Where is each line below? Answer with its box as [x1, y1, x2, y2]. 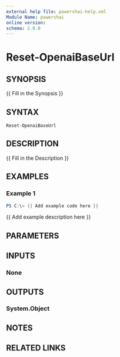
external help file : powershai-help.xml [6, 8, 107, 15]
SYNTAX [6, 107, 39, 117]
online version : [6, 20, 46, 25]
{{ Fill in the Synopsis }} [6, 90, 64, 97]
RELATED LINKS [6, 343, 66, 353]
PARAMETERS [6, 230, 59, 240]
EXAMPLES [6, 172, 49, 182]
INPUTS [6, 251, 35, 261]
